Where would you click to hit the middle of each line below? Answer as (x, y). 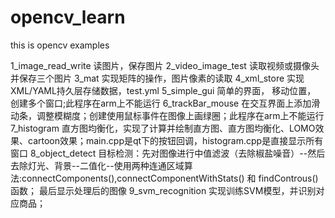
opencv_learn (68, 17)
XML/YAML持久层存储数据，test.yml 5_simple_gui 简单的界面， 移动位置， (163, 90)
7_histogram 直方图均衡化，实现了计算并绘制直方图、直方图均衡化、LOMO (163, 128)
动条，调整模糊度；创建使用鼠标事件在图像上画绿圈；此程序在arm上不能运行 (167, 115)
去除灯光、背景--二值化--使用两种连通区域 (97, 165)
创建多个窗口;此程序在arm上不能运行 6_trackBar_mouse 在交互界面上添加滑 (165, 103)
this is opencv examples (60, 45)
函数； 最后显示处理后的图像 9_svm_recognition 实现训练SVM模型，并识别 (163, 190)
